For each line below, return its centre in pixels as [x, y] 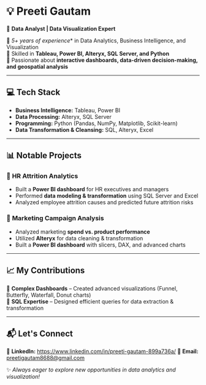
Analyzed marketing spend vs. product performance [82, 232]
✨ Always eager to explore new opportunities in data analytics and [91, 370]
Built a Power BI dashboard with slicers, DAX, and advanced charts [100, 245]
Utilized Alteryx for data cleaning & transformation [79, 238]
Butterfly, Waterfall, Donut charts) [49, 295]
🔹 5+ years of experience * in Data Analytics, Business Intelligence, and [96, 40]
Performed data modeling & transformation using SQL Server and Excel [107, 196]
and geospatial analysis [37, 66]
